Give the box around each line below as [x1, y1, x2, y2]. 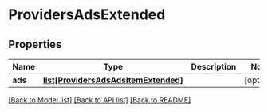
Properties [8, 38, 62, 51]
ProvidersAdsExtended [8, 6, 166, 24]
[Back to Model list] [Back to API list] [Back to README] [8, 95, 191, 105]
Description [191, 62, 237, 72]
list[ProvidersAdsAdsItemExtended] [42, 74, 183, 86]
